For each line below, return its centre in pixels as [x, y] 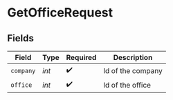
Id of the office [127, 85]
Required [81, 58]
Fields [21, 38]
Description [133, 58]
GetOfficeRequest [60, 13]
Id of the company [133, 70]
